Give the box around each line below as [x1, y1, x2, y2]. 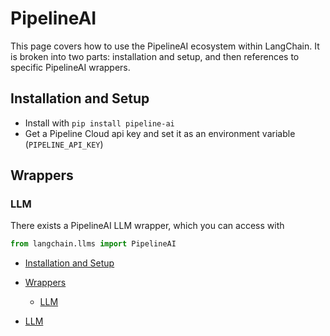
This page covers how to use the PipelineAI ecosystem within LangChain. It [10, 40, 320, 52]
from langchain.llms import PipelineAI [10, 239, 177, 249]
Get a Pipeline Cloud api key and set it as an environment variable [24, 127, 296, 139]
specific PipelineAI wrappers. [10, 61, 131, 73]
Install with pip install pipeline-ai [24, 117, 175, 129]
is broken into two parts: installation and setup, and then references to [10, 50, 300, 62]
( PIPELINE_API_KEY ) [24, 138, 104, 150]
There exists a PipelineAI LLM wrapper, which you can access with [10, 220, 285, 232]
